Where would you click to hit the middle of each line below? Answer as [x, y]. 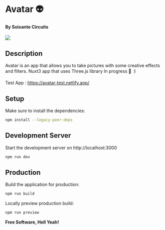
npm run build [20, 194]
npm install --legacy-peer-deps [39, 120]
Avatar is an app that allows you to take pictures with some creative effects [83, 66]
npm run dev [18, 157]
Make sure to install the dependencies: [45, 111]
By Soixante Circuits [27, 27]
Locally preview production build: [40, 203]
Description [24, 53]
